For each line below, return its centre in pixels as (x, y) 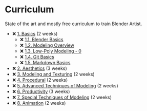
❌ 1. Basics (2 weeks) (35, 33)
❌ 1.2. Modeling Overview (47, 45)
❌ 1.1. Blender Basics (41, 39)
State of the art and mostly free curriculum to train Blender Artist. (73, 24)
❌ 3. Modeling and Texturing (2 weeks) (54, 74)
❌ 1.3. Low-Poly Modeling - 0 (50, 51)
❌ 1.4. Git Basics (37, 57)
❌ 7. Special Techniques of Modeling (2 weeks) (62, 97)
